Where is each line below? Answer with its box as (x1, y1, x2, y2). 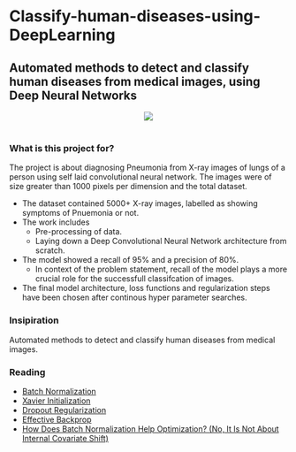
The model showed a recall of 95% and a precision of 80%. (21, 255, 239, 265)
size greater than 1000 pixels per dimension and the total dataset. (9, 181, 247, 192)
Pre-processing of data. (34, 226, 122, 237)
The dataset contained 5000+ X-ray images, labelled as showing (21, 198, 258, 209)
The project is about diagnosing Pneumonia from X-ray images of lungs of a (9, 162, 285, 173)
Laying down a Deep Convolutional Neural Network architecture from (34, 236, 287, 247)
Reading (9, 365, 46, 378)
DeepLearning (9, 25, 117, 45)
